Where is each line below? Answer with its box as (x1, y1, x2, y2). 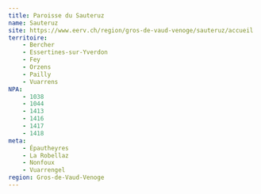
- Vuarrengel (22, 166, 66, 174)
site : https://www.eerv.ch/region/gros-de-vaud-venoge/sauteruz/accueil (8, 26, 254, 34)
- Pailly (22, 70, 52, 78)
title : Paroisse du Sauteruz (8, 11, 105, 20)
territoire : (8, 33, 48, 42)
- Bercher (22, 41, 56, 49)
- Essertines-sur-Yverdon (22, 48, 109, 56)
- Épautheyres (22, 144, 69, 152)
